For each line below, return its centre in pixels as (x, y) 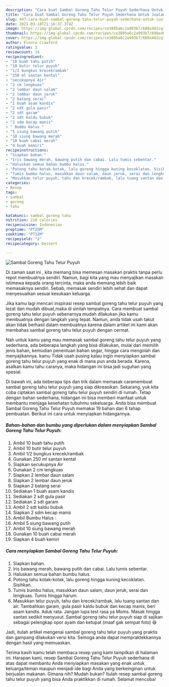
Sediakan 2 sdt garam (36, 502)
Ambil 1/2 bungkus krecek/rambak (48, 454)
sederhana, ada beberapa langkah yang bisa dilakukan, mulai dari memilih (82, 345)
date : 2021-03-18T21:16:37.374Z (39, 24)
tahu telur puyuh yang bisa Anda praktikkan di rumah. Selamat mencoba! (81, 679)
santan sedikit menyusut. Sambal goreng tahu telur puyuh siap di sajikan (88, 617)
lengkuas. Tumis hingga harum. (45, 596)
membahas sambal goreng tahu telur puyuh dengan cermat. (68, 330)
